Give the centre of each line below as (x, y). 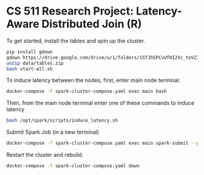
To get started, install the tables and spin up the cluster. (76, 41)
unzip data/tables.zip (35, 63)
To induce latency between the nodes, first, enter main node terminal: (93, 81)
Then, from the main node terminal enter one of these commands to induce (100, 103)
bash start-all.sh (29, 69)
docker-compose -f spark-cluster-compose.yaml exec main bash (87, 91)
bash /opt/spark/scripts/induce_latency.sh (62, 121)
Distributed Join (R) (92, 24)
